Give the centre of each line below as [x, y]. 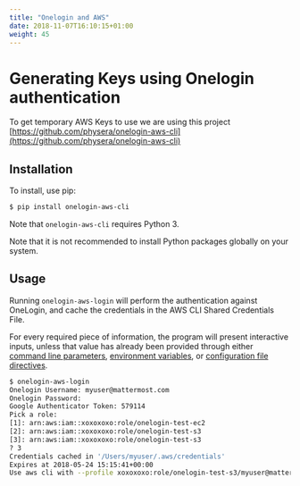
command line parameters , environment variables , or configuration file [139, 356]
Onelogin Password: [46, 398]
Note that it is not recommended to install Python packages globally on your [149, 241]
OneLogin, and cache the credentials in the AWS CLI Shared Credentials [142, 310]
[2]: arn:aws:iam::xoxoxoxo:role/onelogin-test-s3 [105, 432]
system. [24, 251]
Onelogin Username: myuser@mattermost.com [89, 390]
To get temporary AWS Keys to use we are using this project [120, 122]
